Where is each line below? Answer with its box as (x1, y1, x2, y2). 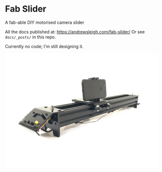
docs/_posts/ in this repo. (5, 34, 56, 40)
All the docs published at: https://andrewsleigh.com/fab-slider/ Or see (5, 29, 145, 34)
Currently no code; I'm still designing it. (5, 43, 84, 49)
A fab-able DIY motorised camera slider (5, 19, 84, 25)
